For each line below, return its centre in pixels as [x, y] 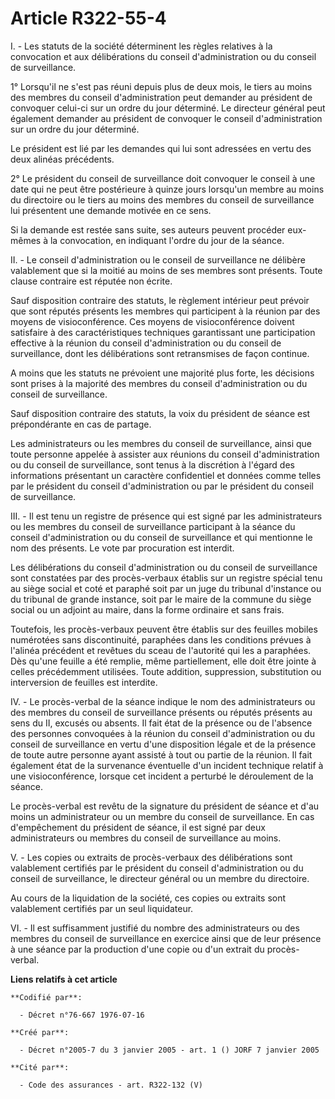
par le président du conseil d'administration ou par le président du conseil [162, 486]
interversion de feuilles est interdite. [84, 682]
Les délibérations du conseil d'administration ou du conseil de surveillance [164, 567]
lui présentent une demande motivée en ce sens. [111, 210]
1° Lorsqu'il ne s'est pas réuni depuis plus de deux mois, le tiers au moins [161, 86]
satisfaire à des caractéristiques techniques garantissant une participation [163, 332]
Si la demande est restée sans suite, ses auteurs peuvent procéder [148, 229]
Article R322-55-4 [88, 18]
